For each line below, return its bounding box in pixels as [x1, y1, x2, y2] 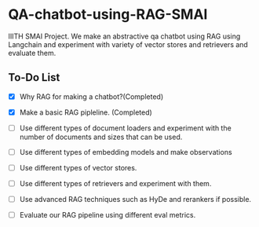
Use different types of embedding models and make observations [19, 147, 233, 156]
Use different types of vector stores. [19, 163, 137, 172]
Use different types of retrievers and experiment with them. [19, 179, 212, 189]
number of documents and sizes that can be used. [19, 132, 183, 141]
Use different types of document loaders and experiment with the [19, 123, 232, 133]
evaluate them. [8, 48, 57, 57]
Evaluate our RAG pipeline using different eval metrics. [19, 211, 196, 220]
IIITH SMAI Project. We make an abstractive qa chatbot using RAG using [8, 31, 241, 41]
